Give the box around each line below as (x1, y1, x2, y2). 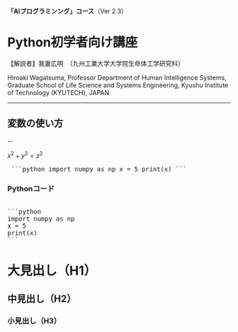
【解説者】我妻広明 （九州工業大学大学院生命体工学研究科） (7, 59, 184, 67)
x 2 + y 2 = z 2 (7, 150, 43, 160)
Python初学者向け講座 (7, 35, 138, 50)
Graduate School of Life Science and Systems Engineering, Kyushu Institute (7, 81, 229, 89)
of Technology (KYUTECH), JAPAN (7, 88, 110, 96)
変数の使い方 (7, 117, 64, 130)
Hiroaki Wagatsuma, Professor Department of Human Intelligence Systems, (7, 73, 227, 82)
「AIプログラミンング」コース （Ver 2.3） (7, 7, 127, 15)
